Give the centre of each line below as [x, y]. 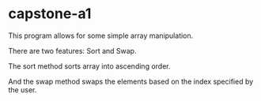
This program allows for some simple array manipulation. [101, 36]
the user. [23, 90]
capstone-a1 [50, 14]
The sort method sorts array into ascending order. [89, 66]
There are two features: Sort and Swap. [72, 50]
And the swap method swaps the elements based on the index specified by [131, 81]
